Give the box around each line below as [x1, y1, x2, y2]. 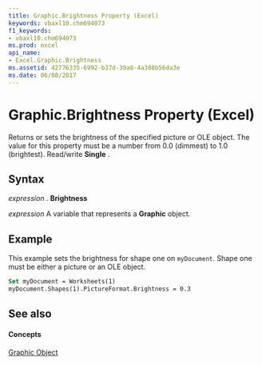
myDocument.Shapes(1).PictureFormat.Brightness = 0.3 [8, 285, 192, 293]
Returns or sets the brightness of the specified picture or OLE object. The [8, 132, 250, 142]
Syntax [8, 172, 45, 186]
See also [8, 307, 52, 321]
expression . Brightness [8, 194, 88, 203]
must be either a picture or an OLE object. [8, 262, 146, 272]
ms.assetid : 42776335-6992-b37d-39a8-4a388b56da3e [8, 64, 181, 72]
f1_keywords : [8, 26, 52, 34]
